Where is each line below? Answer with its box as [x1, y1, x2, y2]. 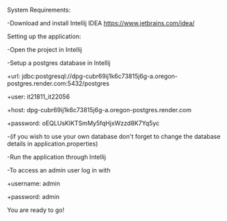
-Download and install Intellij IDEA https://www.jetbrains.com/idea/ [7, 19, 195, 27]
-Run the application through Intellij [7, 153, 106, 161]
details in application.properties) [7, 140, 98, 148]
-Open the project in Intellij [7, 46, 82, 53]
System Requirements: [7, 6, 71, 14]
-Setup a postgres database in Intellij [7, 59, 111, 67]
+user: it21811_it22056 [7, 92, 70, 101]
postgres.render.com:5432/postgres [7, 79, 109, 88]
